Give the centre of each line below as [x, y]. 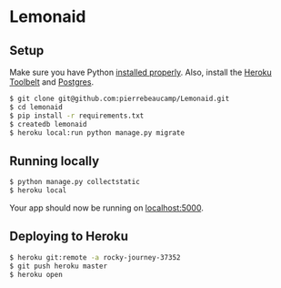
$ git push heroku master [58, 266]
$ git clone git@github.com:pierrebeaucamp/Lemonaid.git [120, 98]
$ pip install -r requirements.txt [77, 116]
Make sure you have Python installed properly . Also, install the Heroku [141, 72]
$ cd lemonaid [36, 107]
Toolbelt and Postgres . [51, 82]
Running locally [55, 161]
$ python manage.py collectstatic [75, 182]
